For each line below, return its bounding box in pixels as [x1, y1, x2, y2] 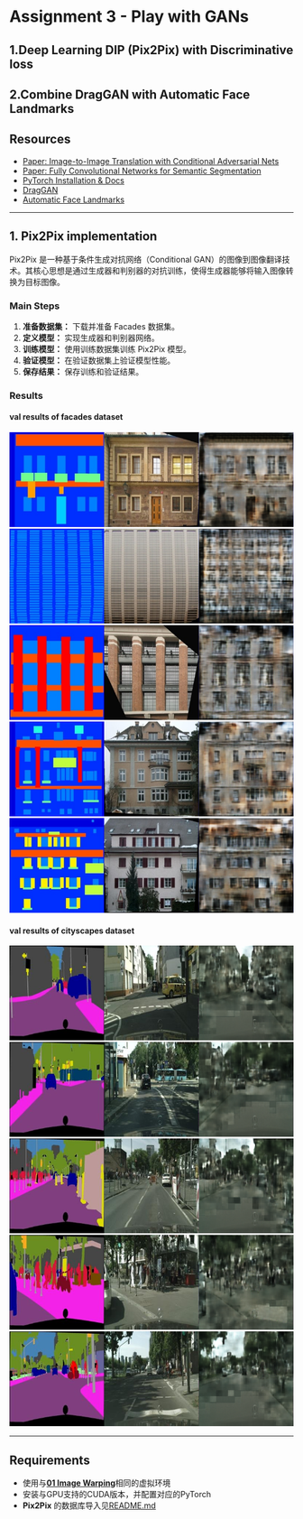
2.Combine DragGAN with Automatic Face [9, 87, 251, 102]
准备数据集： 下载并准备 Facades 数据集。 [22, 320, 180, 331]
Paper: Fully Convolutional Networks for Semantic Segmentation [22, 165, 262, 176]
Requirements [9, 1452, 90, 1468]
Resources [9, 132, 71, 147]
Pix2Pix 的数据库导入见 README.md [22, 1500, 156, 1511]
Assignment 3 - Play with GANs [9, 6, 250, 27]
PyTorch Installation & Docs [22, 174, 124, 186]
